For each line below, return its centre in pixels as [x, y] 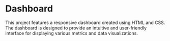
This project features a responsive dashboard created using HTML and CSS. [85, 22]
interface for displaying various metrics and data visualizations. [72, 33]
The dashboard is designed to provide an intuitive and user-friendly [76, 27]
